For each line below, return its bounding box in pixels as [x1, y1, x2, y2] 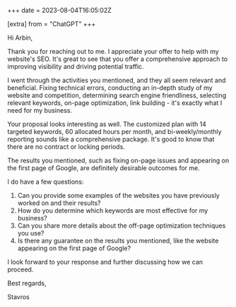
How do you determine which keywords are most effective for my [17, 206, 208, 215]
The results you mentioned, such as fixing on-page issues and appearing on [7, 156, 230, 164]
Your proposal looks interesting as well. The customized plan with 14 [7, 120, 207, 128]
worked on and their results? [17, 199, 101, 207]
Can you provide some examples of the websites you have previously [17, 191, 220, 199]
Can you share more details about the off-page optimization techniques [17, 221, 226, 230]
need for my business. [7, 106, 73, 114]
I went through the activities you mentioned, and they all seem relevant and [7, 76, 226, 84]
